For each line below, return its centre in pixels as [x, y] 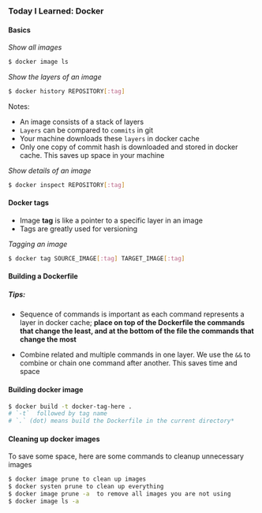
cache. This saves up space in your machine [92, 155]
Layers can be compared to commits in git [86, 130]
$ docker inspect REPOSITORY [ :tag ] [67, 185]
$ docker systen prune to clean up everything [86, 487]
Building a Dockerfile [43, 276]
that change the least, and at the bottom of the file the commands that [137, 331]
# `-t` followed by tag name [58, 414]
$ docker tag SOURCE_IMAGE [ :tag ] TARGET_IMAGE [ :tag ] [97, 258]
